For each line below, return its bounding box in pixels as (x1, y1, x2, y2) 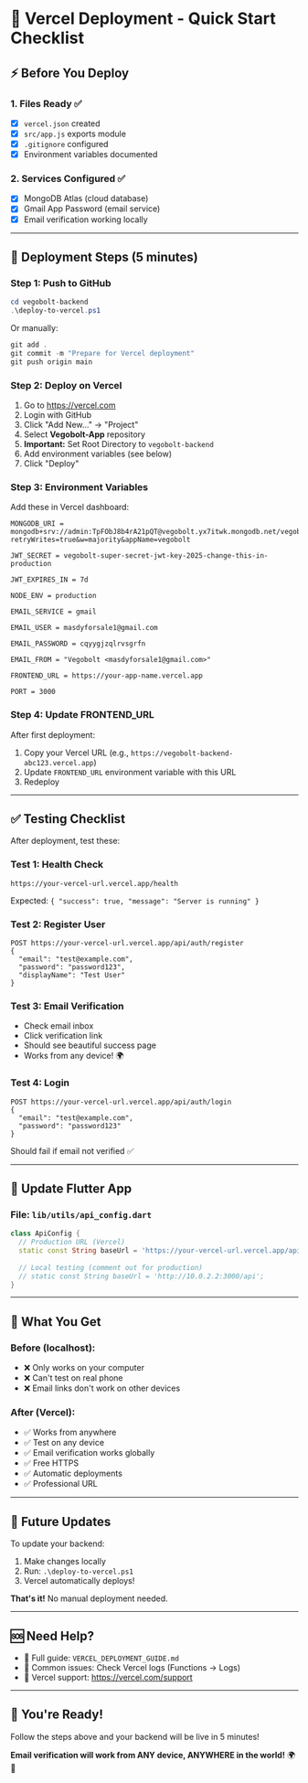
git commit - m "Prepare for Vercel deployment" (10, 348, 196, 358)
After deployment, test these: (10, 836, 121, 847)
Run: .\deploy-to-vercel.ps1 (23, 1565, 133, 1576)
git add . (10, 340, 48, 350)
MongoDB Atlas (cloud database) (23, 193, 149, 204)
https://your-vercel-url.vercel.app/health (10, 879, 179, 888)
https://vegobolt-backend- (130, 749, 234, 758)
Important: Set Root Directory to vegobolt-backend (23, 438, 214, 449)
